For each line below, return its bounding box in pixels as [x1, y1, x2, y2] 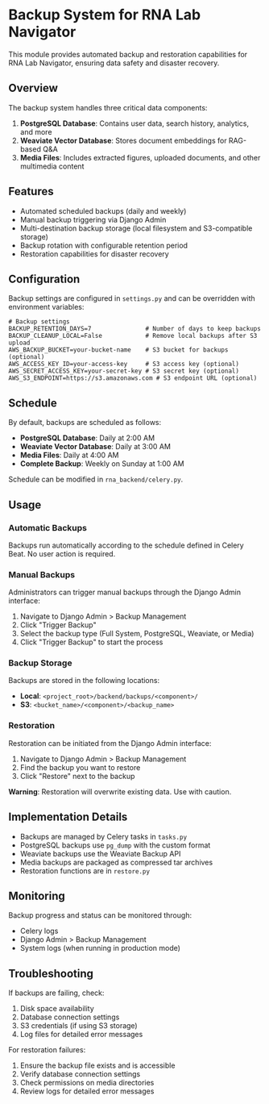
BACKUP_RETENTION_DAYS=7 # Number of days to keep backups [8, 325, 262, 333]
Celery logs [19, 926, 59, 936]
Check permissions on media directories [19, 1078, 155, 1088]
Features [8, 185, 54, 198]
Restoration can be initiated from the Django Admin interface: [8, 738, 212, 748]
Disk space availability [19, 1004, 94, 1014]
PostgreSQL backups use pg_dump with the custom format [19, 840, 211, 850]
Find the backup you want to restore [19, 762, 141, 772]
